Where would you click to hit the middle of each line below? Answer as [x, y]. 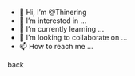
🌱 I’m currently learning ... [62, 29]
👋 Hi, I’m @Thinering [53, 12]
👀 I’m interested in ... [53, 21]
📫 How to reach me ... [56, 46]
